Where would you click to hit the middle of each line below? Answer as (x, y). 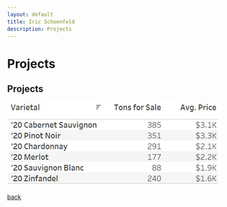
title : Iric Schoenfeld (41, 22)
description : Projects (39, 29)
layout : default (30, 14)
